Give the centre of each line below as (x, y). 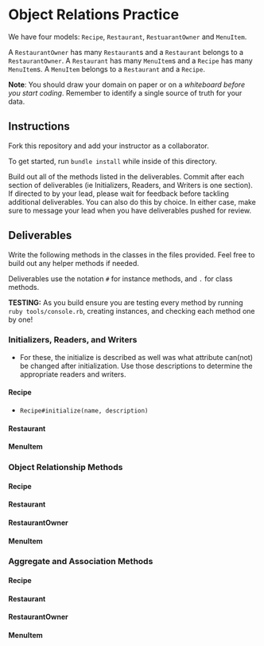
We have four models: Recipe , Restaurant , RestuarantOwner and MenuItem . (128, 37)
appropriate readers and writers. (73, 374)
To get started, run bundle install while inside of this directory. (113, 161)
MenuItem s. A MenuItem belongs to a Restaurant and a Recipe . (107, 69)
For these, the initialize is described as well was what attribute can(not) (136, 357)
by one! (21, 319)
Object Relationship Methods (66, 468)
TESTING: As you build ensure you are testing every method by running (126, 302)
